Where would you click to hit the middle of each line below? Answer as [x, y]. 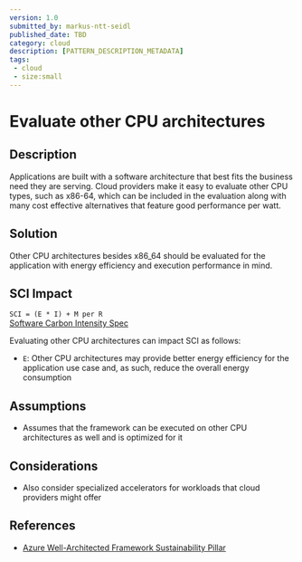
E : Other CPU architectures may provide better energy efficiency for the [156, 358]
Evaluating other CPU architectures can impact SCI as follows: [125, 341]
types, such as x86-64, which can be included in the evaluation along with [148, 195]
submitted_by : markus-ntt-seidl [70, 26]
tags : [19, 60]
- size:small [38, 77]
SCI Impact [41, 294]
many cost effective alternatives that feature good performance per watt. [146, 205]
